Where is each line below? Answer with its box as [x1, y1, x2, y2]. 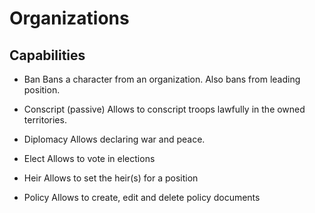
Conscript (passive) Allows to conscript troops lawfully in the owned [23, 103, 306, 115]
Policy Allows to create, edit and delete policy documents [23, 192, 261, 203]
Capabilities [9, 47, 86, 64]
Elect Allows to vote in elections [23, 153, 156, 164]
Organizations [9, 7, 130, 30]
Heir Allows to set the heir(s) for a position [23, 172, 199, 184]
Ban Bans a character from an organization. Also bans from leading [23, 73, 301, 85]
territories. [23, 114, 67, 126]
